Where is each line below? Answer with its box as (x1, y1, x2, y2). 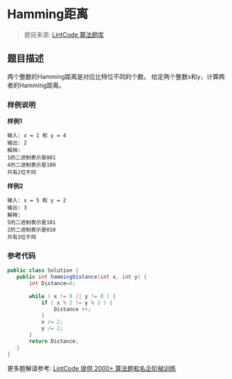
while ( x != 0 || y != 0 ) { (28, 293, 116, 299)
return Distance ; (28, 338, 79, 344)
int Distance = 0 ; (28, 280, 76, 287)
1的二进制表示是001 (7, 154, 56, 161)
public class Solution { (7, 267, 79, 274)
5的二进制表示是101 (7, 219, 56, 226)
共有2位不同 (7, 169, 37, 176)
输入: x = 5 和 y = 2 (7, 197, 66, 204)
